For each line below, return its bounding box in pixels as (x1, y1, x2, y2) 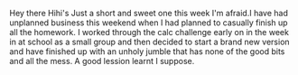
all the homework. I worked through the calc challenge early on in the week (9, 27, 289, 37)
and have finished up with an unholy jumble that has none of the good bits (9, 46, 285, 57)
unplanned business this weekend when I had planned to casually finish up (9, 17, 288, 28)
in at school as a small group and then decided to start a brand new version (9, 36, 291, 47)
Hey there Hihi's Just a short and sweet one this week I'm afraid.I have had (9, 8, 289, 18)
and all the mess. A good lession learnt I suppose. (9, 56, 195, 66)
